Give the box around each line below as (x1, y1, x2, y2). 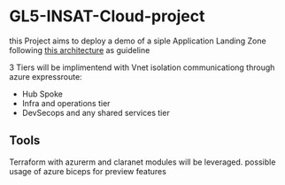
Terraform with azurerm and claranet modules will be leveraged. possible (9, 157, 276, 167)
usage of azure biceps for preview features (9, 166, 166, 176)
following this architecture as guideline (9, 44, 150, 55)
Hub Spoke (21, 89, 64, 99)
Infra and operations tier (21, 97, 111, 108)
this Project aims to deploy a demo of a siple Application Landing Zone (9, 35, 267, 46)
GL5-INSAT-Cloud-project (9, 6, 205, 27)
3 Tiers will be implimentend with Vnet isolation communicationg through (9, 62, 275, 73)
